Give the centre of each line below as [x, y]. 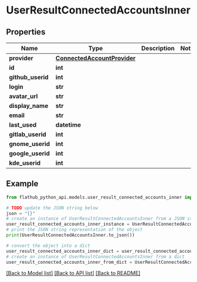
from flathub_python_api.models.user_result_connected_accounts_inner [94, 197]
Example [22, 184]
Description [158, 48]
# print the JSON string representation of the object [74, 230]
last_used [23, 125]
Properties [26, 32]
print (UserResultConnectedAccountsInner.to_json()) [70, 235]
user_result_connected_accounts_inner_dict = [62, 251]
